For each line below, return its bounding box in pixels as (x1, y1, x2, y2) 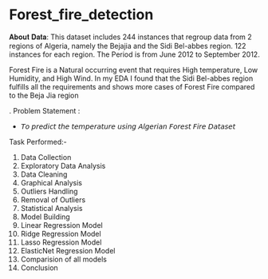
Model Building (20, 212, 70, 221)
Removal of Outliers (20, 194, 86, 205)
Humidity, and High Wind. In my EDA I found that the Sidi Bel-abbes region (9, 74, 254, 83)
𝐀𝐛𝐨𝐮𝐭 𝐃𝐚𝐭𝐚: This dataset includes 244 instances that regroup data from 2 (9, 32, 252, 42)
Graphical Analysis (20, 177, 83, 187)
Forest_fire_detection (9, 6, 154, 24)
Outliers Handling (20, 186, 78, 196)
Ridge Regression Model (20, 229, 102, 238)
